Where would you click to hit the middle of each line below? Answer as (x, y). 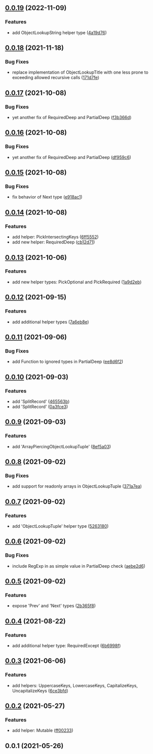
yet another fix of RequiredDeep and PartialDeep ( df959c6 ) (72, 157)
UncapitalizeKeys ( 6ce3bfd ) (40, 691)
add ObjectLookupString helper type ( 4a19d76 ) (59, 32)
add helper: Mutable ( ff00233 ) (43, 731)
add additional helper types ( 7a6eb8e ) (50, 322)
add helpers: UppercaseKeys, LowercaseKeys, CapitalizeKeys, (75, 685)
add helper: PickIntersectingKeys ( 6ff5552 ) (55, 237)
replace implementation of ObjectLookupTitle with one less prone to (80, 72)
